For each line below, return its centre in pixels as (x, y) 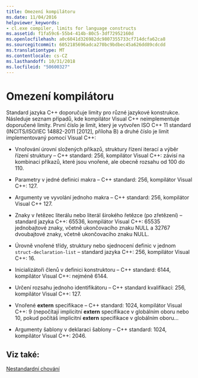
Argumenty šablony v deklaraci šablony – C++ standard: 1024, (91, 329)
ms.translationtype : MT (36, 50)
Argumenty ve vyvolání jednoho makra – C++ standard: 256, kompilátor (102, 198)
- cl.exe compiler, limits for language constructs (71, 28)
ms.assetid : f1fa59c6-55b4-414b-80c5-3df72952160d (70, 34)
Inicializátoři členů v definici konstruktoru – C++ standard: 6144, (92, 270)
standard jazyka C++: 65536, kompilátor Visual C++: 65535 (87, 222)
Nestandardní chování (33, 369)
